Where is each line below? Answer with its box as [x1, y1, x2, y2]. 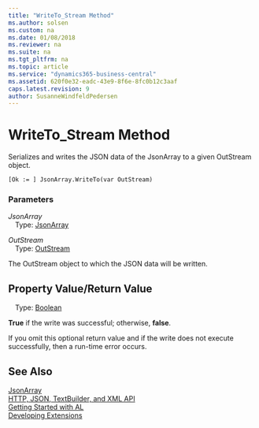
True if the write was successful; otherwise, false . [8, 318, 172, 328]
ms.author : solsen [8, 19, 68, 27]
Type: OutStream [15, 244, 71, 253]
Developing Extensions [8, 411, 83, 420]
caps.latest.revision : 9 [8, 84, 90, 93]
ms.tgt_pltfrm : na [8, 56, 68, 64]
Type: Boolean [15, 303, 62, 312]
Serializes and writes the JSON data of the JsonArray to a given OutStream [8, 152, 252, 162]
